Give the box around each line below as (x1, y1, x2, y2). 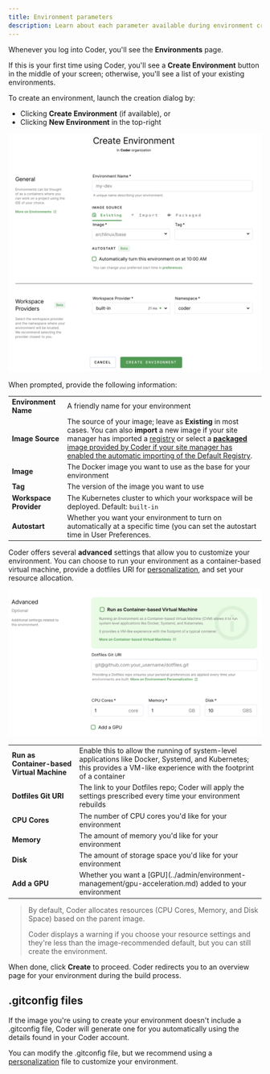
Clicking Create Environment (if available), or (19, 109, 171, 118)
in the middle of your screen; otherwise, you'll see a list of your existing (8, 68, 245, 78)
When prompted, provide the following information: (8, 379, 178, 390)
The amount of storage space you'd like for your (79, 850, 239, 861)
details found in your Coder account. (8, 1032, 130, 1042)
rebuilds (79, 799, 106, 809)
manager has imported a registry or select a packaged (67, 433, 247, 443)
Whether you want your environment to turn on (67, 512, 223, 523)
